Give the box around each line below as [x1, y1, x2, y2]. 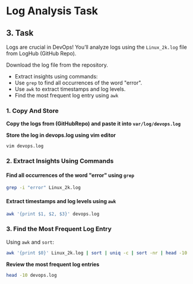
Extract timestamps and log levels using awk [6, 197, 116, 204]
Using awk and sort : [6, 238, 55, 245]
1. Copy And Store [6, 106, 59, 115]
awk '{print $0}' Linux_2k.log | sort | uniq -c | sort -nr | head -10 [6, 250, 188, 256]
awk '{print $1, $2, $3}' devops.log [6, 211, 100, 217]
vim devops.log [6, 143, 44, 149]
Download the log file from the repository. [6, 61, 108, 68]
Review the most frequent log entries [6, 260, 100, 268]
